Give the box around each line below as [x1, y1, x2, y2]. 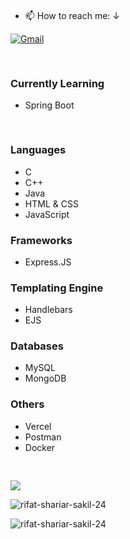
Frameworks [10, 233, 73, 247]
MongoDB [24, 372, 67, 385]
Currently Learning [10, 76, 105, 90]
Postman [24, 431, 62, 443]
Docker [24, 441, 56, 453]
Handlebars [24, 304, 73, 316]
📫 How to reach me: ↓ [24, 10, 121, 21]
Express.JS [24, 256, 72, 268]
